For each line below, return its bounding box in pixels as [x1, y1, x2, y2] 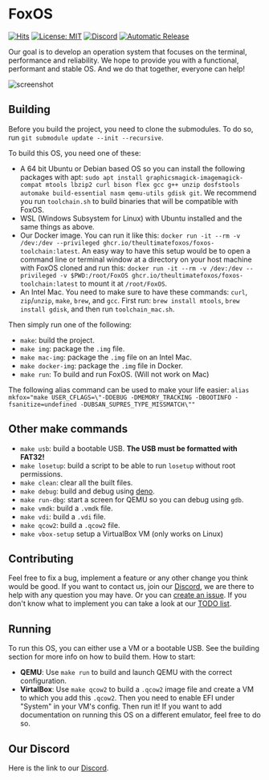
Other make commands [8, 422, 128, 436]
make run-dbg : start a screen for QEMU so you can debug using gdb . [19, 494, 244, 504]
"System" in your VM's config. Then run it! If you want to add [19, 701, 222, 711]
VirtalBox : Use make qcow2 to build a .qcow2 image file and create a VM [19, 685, 255, 694]
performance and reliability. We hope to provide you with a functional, [8, 55, 239, 65]
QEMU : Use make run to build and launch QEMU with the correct [19, 668, 233, 677]
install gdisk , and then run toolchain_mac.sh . [19, 304, 175, 314]
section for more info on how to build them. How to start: [8, 652, 196, 662]
